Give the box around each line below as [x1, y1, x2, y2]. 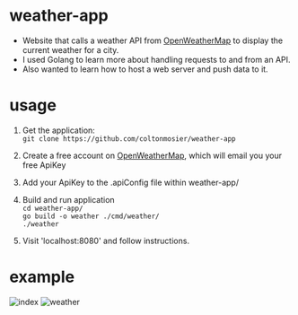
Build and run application [22, 194, 115, 205]
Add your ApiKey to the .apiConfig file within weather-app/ [22, 177, 240, 188]
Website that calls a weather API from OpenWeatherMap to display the [22, 35, 284, 46]
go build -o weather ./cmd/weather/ [22, 212, 160, 221]
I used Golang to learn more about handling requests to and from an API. [22, 54, 291, 65]
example [9, 267, 75, 287]
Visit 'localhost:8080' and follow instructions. [22, 235, 190, 246]
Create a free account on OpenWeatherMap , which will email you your [22, 150, 283, 161]
